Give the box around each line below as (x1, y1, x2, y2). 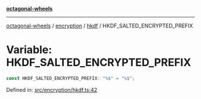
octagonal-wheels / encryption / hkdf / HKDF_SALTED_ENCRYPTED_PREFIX (6, 22, 193, 29)
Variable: (6, 43, 53, 57)
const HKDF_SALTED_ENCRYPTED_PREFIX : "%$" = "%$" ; (6, 75, 135, 81)
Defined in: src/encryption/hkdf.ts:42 (6, 86, 98, 93)
